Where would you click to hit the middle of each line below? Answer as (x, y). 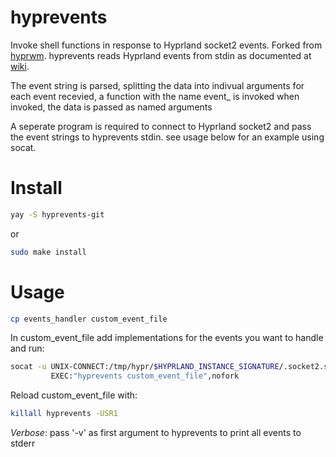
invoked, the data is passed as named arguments (111, 107)
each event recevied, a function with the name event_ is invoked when (155, 96)
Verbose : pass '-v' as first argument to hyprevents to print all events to (156, 433)
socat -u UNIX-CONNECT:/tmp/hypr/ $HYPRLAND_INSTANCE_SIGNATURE (145, 367)
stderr (23, 443)
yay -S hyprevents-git (57, 214)
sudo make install (48, 252)
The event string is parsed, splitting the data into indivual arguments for (157, 85)
